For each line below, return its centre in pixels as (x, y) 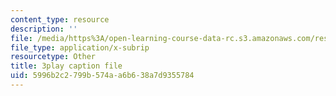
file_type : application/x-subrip (80, 47)
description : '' (44, 29)
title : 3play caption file (66, 66)
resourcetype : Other (53, 57)
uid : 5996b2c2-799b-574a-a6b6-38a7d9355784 (102, 76)
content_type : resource (60, 19)
